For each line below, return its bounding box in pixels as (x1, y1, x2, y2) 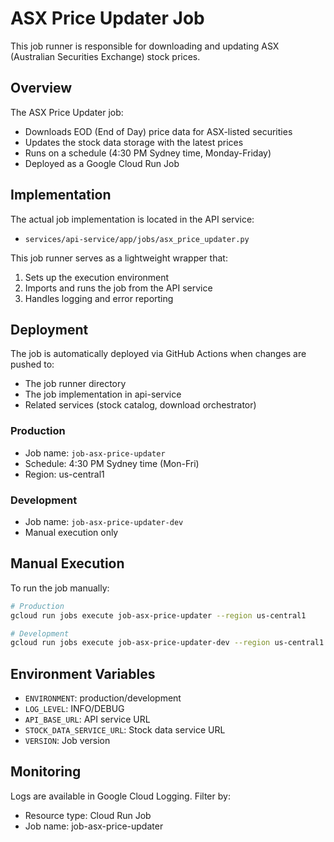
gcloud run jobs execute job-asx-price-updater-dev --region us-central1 (10, 638, 325, 648)
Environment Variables (10, 665, 156, 682)
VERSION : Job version (24, 735, 111, 747)
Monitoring (10, 763, 82, 781)
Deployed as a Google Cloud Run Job (24, 157, 180, 169)
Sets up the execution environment (24, 271, 170, 283)
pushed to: (10, 358, 55, 371)
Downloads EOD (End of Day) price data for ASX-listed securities (24, 125, 293, 137)
